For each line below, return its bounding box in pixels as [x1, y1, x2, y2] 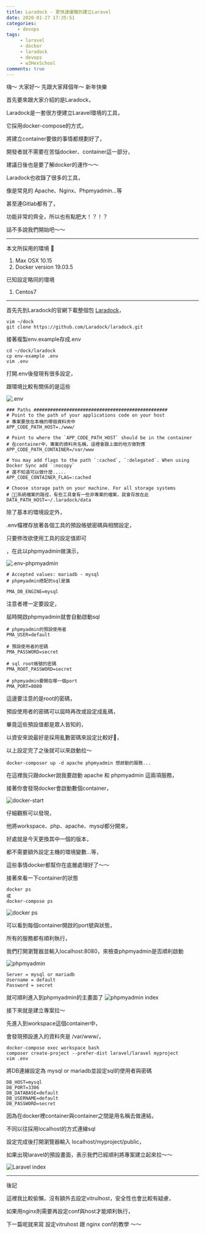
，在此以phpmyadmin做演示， [6, 547, 82, 555]
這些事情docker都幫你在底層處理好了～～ [6, 861, 110, 869]
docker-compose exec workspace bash [6, 1045, 99, 1051]
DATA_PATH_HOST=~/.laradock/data [6, 497, 92, 503]
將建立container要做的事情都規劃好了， [6, 135, 106, 142]
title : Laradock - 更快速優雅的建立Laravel [6, 9, 112, 15]
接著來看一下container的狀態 [6, 874, 79, 882]
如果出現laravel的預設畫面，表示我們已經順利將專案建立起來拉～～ [6, 1151, 173, 1158]
